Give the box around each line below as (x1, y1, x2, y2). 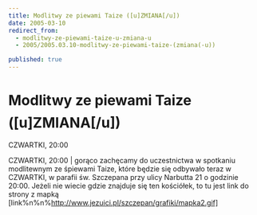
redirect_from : (8, 26, 59, 34)
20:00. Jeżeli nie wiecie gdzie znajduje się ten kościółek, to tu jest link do (8, 181, 249, 190)
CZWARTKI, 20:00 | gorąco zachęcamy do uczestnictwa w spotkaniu (8, 155, 235, 165)
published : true (8, 56, 62, 64)
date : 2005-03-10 (8, 19, 66, 27)
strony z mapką (8, 189, 60, 199)
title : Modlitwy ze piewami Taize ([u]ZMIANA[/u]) (8, 11, 180, 20)
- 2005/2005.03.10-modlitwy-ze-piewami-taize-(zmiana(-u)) (15, 41, 216, 49)
